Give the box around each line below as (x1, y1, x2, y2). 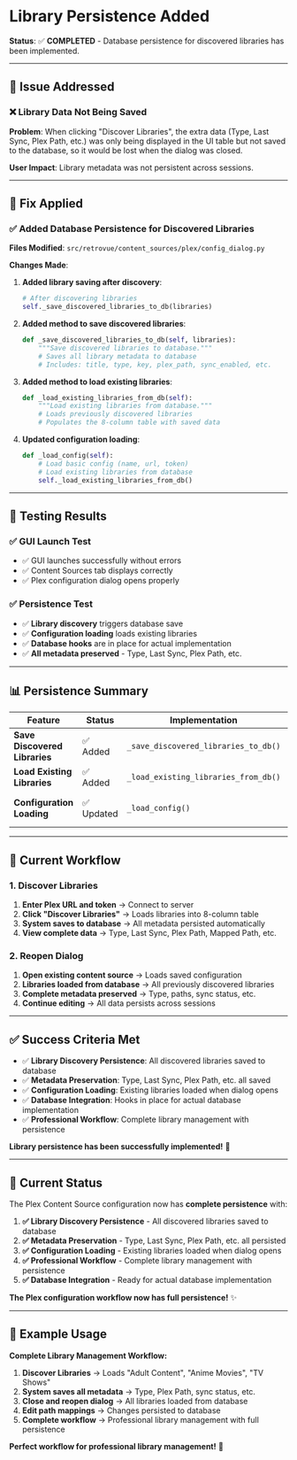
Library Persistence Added (9, 6, 210, 27)
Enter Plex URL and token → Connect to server (21, 900, 194, 910)
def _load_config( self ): (21, 452, 114, 460)
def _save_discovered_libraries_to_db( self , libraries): (21, 336, 237, 344)
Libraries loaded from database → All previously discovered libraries (21, 979, 275, 990)
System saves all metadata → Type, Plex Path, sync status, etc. (21, 1386, 256, 1396)
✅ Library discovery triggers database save (21, 618, 184, 629)
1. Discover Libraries (9, 879, 99, 892)
